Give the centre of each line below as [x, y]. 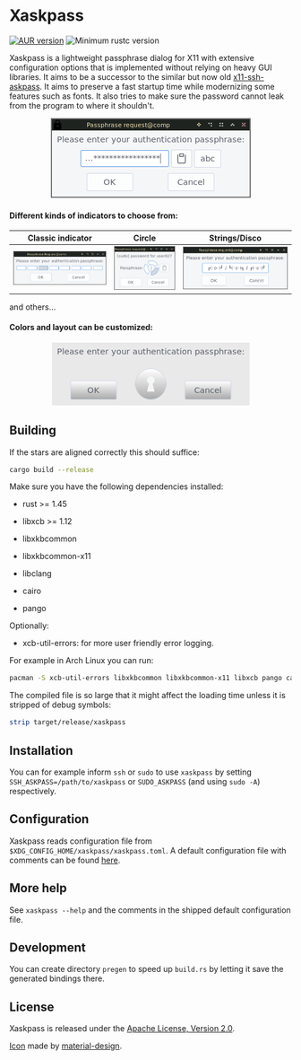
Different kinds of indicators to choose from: [94, 215]
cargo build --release [52, 469]
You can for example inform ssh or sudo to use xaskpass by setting [131, 772]
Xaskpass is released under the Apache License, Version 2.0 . [122, 1029]
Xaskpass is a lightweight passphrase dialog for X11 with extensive [132, 57]
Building [33, 430]
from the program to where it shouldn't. [82, 105]
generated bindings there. [57, 978]
